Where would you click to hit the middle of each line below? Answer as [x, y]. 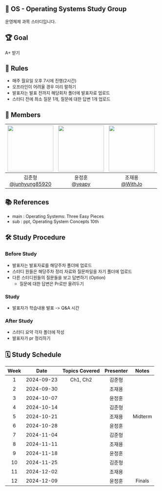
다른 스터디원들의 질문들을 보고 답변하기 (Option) [59, 277]
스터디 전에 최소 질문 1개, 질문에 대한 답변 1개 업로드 [61, 99]
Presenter [116, 371]
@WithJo [132, 184]
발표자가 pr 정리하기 [31, 338]
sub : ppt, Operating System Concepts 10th [55, 221]
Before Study [21, 254]
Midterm [142, 417]
